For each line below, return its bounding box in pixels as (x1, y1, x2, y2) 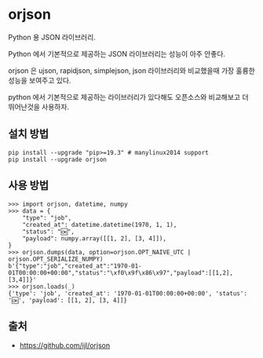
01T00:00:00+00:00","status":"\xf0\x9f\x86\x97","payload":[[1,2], (8, 268, 234, 276)
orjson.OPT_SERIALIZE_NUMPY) (8, 255, 104, 263)
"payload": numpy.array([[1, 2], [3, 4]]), (22, 234, 167, 243)
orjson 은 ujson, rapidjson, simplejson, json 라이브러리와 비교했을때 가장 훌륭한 (8, 65, 255, 75)
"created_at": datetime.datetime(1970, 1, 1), (22, 221, 177, 228)
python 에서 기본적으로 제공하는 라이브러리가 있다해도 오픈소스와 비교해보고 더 (8, 92, 249, 101)
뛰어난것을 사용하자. (8, 102, 69, 111)
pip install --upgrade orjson (8, 155, 108, 163)
